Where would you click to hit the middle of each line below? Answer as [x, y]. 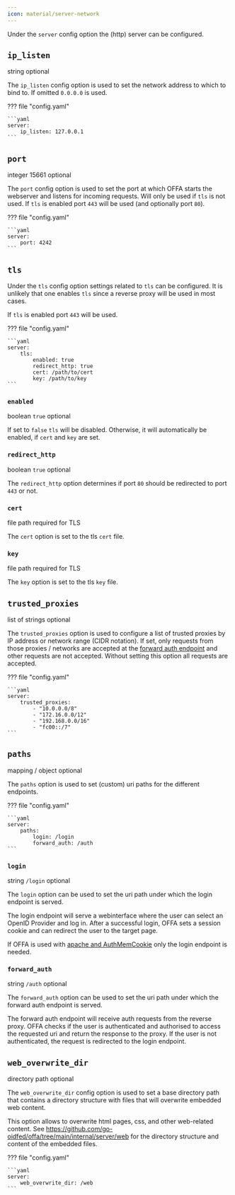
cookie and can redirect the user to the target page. [82, 931]
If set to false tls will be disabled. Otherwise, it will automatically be [107, 430]
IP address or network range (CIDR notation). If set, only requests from [110, 641]
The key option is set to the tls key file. [63, 582]
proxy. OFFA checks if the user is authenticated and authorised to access [114, 1027]
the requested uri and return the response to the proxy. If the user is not [112, 1034]
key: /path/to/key [60, 379]
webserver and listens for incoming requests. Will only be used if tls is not [116, 196]
